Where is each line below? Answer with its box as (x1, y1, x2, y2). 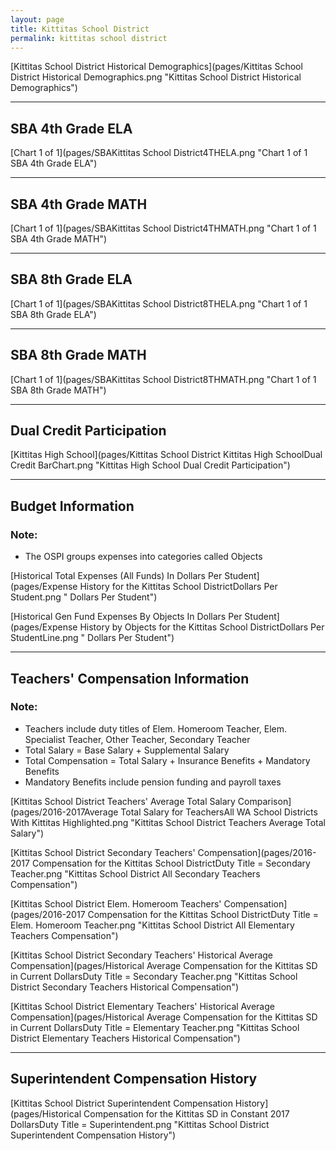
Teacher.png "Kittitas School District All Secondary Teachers (10, 867, 261, 880)
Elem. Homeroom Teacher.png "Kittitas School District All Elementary (10, 919, 295, 931)
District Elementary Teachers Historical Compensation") (10, 1032, 241, 1044)
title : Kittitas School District (10, 24, 150, 34)
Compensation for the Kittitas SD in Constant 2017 (83, 1107, 290, 1120)
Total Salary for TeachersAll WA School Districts (120, 806, 318, 818)
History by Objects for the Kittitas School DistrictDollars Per (79, 621, 325, 633)
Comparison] (237, 795, 292, 807)
